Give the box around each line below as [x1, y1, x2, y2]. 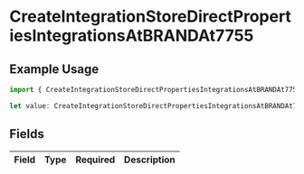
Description [123, 153, 176, 166]
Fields [9, 126, 45, 142]
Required [75, 153, 116, 166]
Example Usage [9, 61, 100, 77]
